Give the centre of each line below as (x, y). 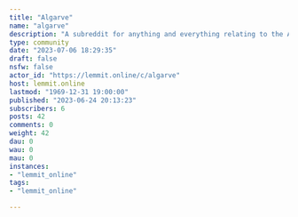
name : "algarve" (39, 26)
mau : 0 (21, 158)
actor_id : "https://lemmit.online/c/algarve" (94, 76)
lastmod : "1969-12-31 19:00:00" (69, 92)
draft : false (33, 59)
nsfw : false (31, 68)
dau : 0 (21, 141)
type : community (39, 42)
